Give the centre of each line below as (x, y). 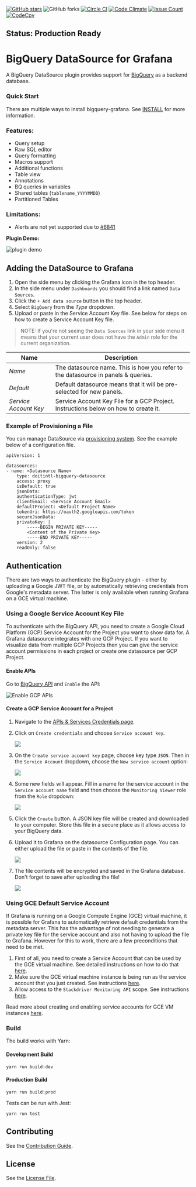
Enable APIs (21, 671)
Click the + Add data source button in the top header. (78, 301)
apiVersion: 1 (23, 456)
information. (21, 115)
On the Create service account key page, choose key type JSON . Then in (102, 755)
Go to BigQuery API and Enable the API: (53, 684)
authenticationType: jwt (47, 497)
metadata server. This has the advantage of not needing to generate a (90, 928)
